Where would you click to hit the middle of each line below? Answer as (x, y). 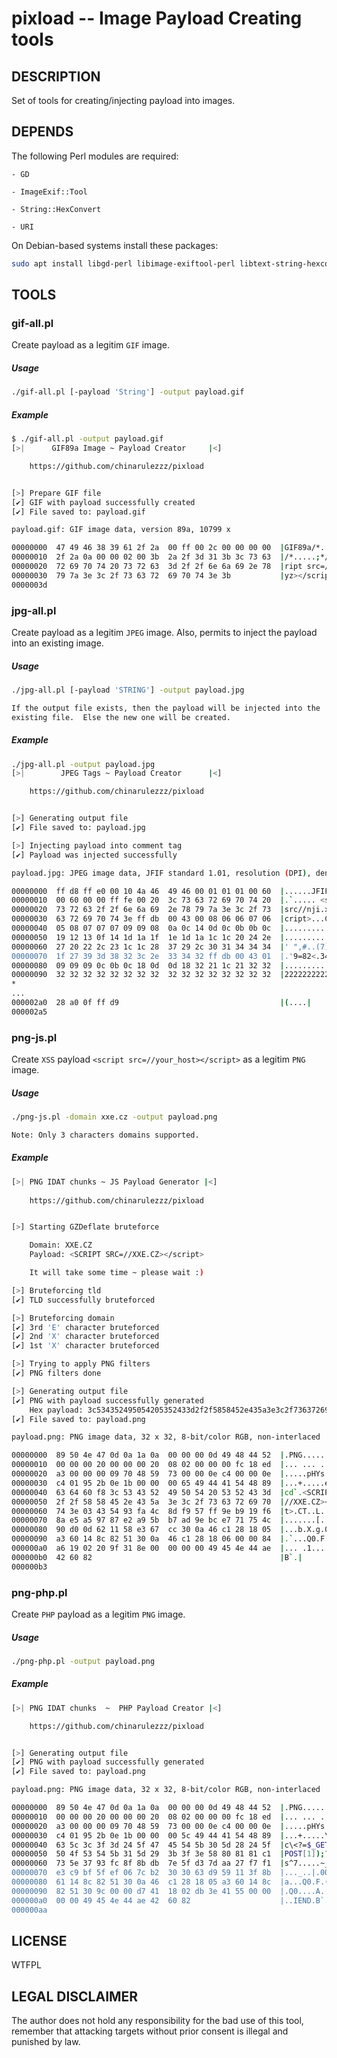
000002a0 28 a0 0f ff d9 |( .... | (161, 1003)
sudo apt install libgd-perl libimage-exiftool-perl (123, 263)
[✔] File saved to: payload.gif (78, 512)
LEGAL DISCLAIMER (75, 1996)
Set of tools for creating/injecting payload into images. (123, 100)
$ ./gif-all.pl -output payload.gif (87, 439)
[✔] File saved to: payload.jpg (78, 828)
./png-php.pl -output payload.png (83, 1661)
